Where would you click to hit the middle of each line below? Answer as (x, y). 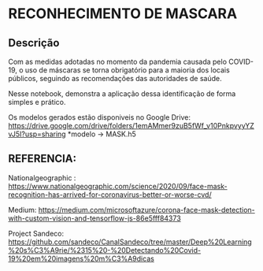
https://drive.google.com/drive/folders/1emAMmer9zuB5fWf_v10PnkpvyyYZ (131, 126)
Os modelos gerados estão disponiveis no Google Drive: (100, 117)
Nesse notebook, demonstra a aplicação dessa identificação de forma (122, 94)
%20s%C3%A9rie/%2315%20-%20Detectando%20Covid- (105, 250)
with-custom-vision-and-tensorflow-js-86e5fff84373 (94, 218)
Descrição (34, 43)
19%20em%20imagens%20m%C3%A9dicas (81, 258)
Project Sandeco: (36, 233)
